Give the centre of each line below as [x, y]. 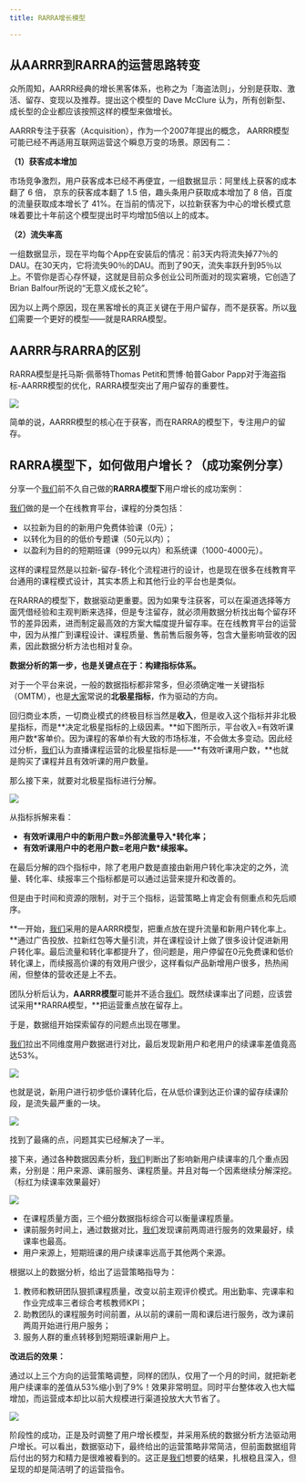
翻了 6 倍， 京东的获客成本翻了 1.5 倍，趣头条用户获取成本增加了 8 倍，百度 [151, 192]
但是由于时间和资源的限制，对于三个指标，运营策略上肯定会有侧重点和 [141, 898]
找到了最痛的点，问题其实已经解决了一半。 [89, 1140]
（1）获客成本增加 [43, 161]
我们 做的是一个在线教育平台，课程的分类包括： [97, 508]
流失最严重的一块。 [69, 1104]
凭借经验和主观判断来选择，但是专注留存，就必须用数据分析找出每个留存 [153, 612]
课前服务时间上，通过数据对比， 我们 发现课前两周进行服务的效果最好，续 [158, 1230]
